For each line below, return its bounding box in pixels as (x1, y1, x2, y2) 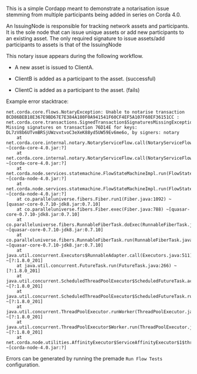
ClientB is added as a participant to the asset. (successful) (14, 76, 156, 82)
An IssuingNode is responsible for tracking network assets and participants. (6, 23, 189, 29)
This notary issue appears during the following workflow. (6, 53, 144, 59)
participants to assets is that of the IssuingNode (6, 41, 122, 48)
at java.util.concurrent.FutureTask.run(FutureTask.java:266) (16, 263, 172, 269)
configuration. (6, 361, 40, 368)
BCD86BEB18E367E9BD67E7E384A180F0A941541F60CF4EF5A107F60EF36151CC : (6, 114, 180, 120)
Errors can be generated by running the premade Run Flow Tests (6, 355, 163, 362)
